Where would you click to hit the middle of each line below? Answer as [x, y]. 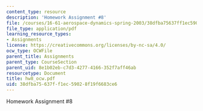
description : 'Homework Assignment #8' [56, 17]
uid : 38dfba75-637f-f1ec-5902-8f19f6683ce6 [62, 85]
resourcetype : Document [36, 73]
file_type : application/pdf [42, 28]
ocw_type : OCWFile [29, 51]
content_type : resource [36, 12]
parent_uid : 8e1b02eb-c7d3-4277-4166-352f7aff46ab [71, 67]
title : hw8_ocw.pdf [31, 79]
